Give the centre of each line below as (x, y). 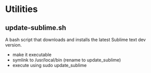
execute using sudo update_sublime (49, 65)
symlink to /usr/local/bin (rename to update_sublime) (66, 60)
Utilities (21, 9)
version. (13, 45)
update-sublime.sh (36, 28)
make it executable (32, 54)
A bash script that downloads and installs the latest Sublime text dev (75, 39)
